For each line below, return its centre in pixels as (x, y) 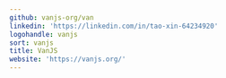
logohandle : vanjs (43, 34)
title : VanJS (34, 51)
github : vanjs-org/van (52, 17)
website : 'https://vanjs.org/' (68, 59)
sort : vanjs (31, 43)
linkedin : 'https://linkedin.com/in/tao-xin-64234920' (114, 26)
